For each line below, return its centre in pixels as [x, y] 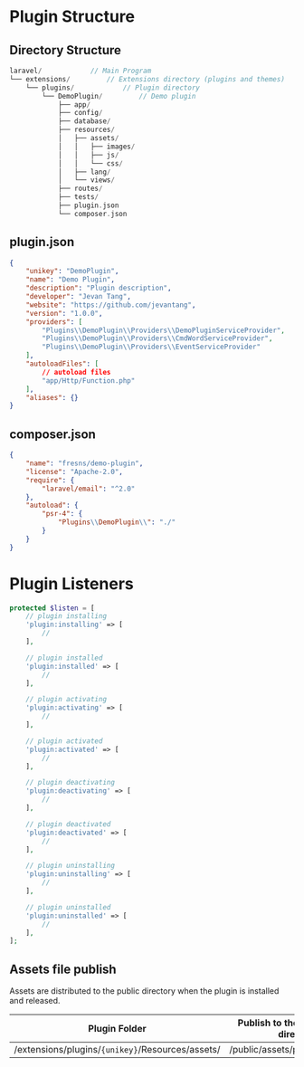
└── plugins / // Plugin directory [113, 88]
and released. [35, 1001]
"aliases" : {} [52, 397]
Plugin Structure [72, 17]
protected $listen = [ [52, 608]
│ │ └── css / [90, 163]
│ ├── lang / [84, 172]
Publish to [260, 1023]
